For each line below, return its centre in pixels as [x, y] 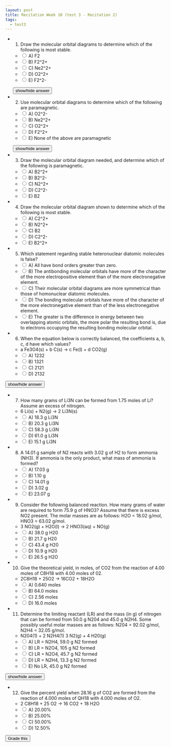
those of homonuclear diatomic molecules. [65, 294]
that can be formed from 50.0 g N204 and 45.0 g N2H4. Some [86, 619]
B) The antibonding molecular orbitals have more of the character [97, 272]
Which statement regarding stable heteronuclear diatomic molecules [92, 254]
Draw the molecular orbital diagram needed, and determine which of [92, 160]
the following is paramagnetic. [52, 166]
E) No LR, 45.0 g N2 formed [57, 666]
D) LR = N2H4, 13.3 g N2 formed [63, 660]
